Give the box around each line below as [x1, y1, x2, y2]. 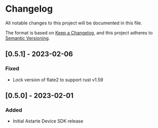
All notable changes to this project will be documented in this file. [5, 20, 143, 26]
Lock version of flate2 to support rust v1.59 [12, 77, 103, 83]
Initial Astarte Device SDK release [12, 118, 84, 124]
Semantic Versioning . [5, 35, 50, 41]
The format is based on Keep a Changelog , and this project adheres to [5, 29, 153, 36]
